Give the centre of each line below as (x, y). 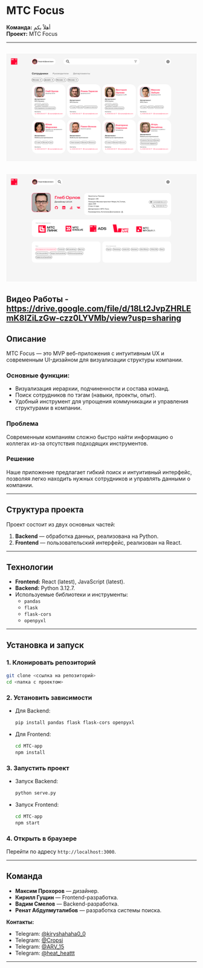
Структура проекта (45, 510)
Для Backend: (33, 711)
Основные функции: (38, 375)
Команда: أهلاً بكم (28, 27)
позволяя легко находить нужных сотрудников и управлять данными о (98, 479)
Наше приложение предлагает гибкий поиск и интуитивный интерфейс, (99, 472)
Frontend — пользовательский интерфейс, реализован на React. (98, 542)
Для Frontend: (33, 734)
